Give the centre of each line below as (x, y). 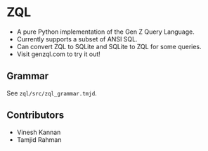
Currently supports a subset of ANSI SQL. (77, 39)
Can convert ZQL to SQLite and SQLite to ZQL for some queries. (109, 46)
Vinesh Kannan (39, 132)
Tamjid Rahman (39, 139)
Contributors (35, 116)
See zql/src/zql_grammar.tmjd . (52, 93)
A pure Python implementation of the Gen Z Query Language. (105, 32)
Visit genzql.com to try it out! (59, 54)
